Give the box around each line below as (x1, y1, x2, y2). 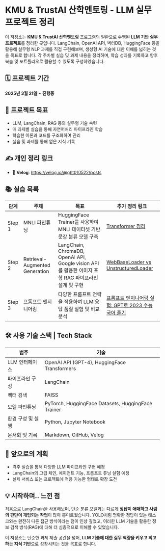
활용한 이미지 (63, 267, 93, 274)
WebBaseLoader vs (106, 259, 152, 265)
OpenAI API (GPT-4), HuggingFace (44, 359, 126, 366)
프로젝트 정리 (5, 17, 55, 28)
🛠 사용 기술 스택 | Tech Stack (5, 331, 92, 340)
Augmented (23, 262, 51, 269)
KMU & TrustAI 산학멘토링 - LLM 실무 (5, 4, 152, 16)
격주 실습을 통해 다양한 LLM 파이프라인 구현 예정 (12, 464, 105, 470)
